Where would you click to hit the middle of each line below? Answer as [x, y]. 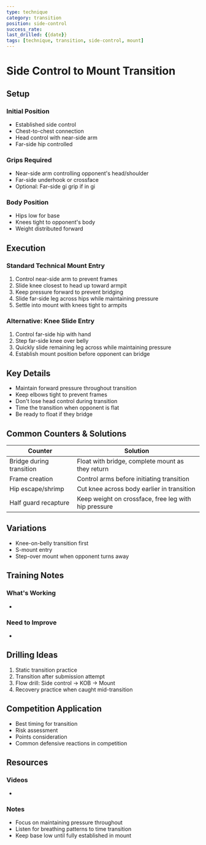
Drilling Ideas [32, 655]
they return [93, 469]
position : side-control [37, 23]
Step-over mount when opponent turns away [72, 556]
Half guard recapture [40, 503]
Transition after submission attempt [60, 676]
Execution [26, 248]
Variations [27, 528]
